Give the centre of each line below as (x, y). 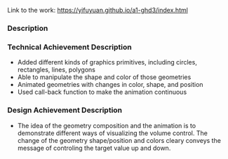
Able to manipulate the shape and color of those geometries (104, 77)
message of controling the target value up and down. (94, 148)
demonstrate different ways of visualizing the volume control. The (113, 133)
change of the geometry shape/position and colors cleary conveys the (119, 140)
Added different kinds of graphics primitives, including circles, (107, 62)
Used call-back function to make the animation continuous (102, 92)
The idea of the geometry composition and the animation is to (107, 125)
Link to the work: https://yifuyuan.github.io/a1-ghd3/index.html (98, 10)
